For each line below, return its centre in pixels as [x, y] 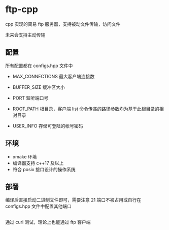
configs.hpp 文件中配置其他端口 [39, 206]
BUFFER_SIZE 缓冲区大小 [39, 87]
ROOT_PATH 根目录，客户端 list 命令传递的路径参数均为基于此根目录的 [86, 109]
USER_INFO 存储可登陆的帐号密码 [48, 126]
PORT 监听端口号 [30, 98]
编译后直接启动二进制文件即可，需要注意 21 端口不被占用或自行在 [73, 200]
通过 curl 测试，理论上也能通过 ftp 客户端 [48, 222]
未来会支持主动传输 [25, 35]
